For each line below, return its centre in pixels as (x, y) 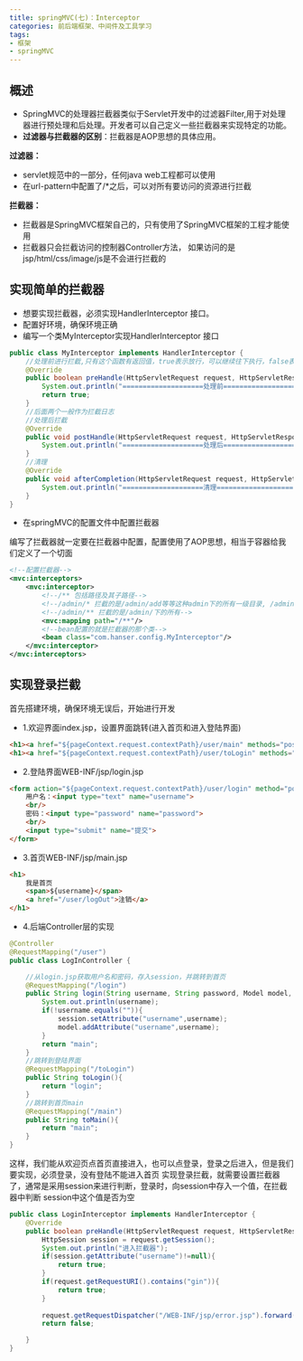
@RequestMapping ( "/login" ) (76, 985)
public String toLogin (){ (74, 1078)
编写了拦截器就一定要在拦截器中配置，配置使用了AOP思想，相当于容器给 (144, 542)
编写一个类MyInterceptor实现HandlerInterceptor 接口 (120, 336)
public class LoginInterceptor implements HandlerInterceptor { (133, 1215)
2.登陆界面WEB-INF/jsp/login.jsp (83, 771)
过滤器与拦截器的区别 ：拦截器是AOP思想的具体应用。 (121, 136)
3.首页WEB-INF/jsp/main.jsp (75, 857)
